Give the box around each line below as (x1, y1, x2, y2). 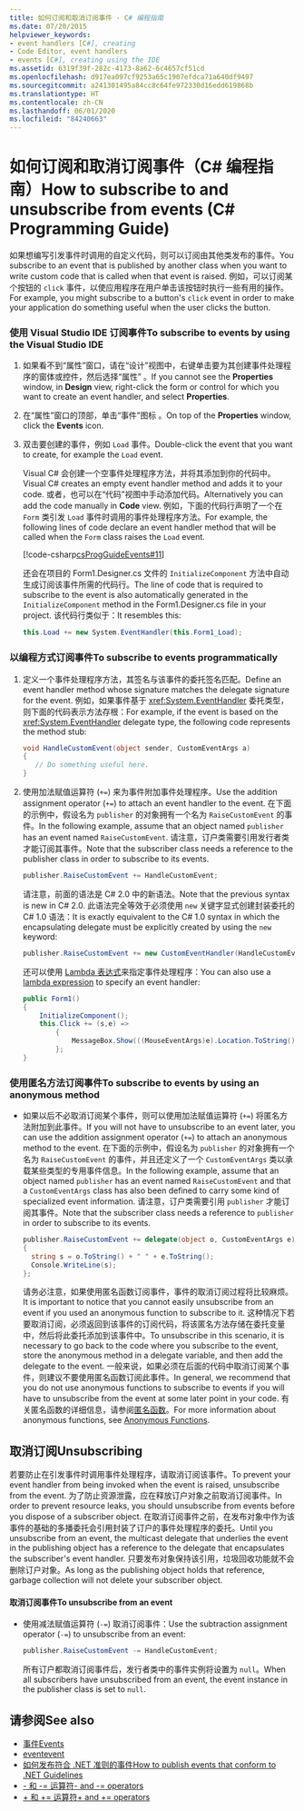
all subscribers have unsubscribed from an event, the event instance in (22, 1674, 289, 1686)
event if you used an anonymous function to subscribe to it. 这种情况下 (22, 1308, 288, 1318)
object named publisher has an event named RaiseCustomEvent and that (22, 1176, 291, 1187)
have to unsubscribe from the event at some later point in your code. (22, 1393, 279, 1404)
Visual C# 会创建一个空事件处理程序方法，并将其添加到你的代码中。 (22, 468, 276, 479)
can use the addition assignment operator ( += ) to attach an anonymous (22, 1132, 288, 1143)
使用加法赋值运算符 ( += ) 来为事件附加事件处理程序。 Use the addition (22, 787, 279, 798)
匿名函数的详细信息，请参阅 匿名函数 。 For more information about (30, 1405, 277, 1416)
